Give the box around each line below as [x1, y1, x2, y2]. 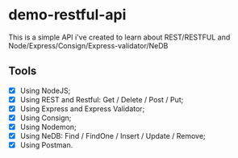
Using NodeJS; [19, 85, 71, 95]
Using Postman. [19, 140, 73, 150]
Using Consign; [19, 113, 72, 123]
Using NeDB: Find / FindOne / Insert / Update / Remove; [19, 131, 206, 141]
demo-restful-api [8, 6, 127, 24]
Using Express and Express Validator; [19, 103, 145, 114]
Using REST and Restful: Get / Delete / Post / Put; [19, 94, 184, 104]
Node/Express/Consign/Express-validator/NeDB [8, 40, 169, 50]
